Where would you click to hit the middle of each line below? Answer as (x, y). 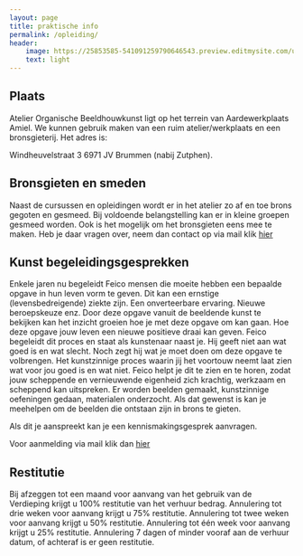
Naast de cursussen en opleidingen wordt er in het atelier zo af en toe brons (151, 205)
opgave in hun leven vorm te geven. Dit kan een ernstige (114, 294)
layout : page (34, 18)
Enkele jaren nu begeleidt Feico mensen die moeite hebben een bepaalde (146, 284)
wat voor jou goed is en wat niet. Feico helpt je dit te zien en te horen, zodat (150, 371)
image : (38, 52)
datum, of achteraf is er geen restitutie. (82, 542)
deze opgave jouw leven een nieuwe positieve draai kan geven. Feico (138, 332)
